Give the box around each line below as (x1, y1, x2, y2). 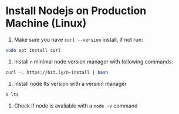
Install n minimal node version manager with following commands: (13, 58, 174, 65)
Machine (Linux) (5, 16, 87, 30)
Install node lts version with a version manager (13, 80, 127, 87)
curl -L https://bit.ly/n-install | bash (5, 69, 109, 75)
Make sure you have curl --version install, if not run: (13, 36, 143, 43)
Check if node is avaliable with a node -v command (13, 102, 138, 109)
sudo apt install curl (5, 47, 61, 53)
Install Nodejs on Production (5, 4, 147, 18)
